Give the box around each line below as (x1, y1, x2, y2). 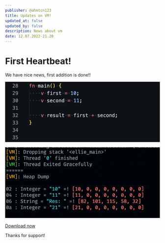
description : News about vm (5, 29, 63, 34)
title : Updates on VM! (5, 13, 52, 18)
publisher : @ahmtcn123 (5, 8, 52, 13)
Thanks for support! (5, 233, 46, 239)
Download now (5, 223, 36, 229)
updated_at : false (5, 18, 43, 23)
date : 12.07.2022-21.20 (5, 34, 54, 39)
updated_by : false (5, 24, 43, 29)
